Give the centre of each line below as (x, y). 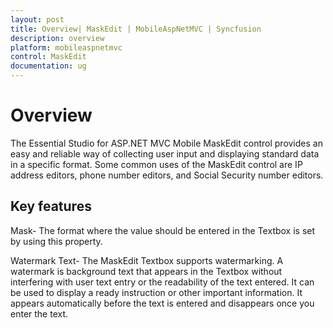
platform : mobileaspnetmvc (66, 47)
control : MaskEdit (48, 57)
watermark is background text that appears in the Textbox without (146, 271)
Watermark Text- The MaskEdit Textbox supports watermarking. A (147, 260)
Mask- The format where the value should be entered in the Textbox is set (163, 230)
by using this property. (56, 241)
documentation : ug (48, 66)
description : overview (57, 38)
